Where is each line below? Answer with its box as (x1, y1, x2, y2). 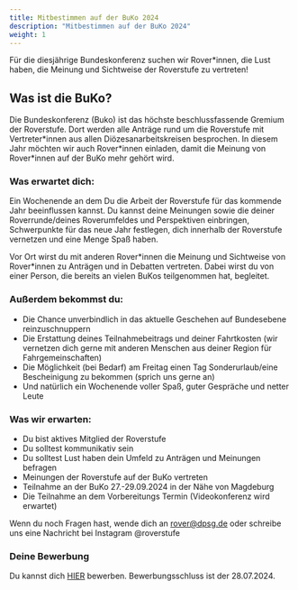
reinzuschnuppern (22, 323, 91, 334)
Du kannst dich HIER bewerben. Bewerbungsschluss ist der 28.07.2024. (9, 570, 276, 582)
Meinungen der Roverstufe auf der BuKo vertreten (22, 472, 209, 483)
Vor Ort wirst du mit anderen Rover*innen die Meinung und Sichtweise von (9, 252, 286, 263)
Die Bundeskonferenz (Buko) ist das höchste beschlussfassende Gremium (9, 115, 285, 125)
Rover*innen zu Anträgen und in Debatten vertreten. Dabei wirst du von (9, 261, 275, 272)
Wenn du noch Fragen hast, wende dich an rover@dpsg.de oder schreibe (9, 518, 282, 529)
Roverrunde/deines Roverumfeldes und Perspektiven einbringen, (9, 215, 250, 226)
